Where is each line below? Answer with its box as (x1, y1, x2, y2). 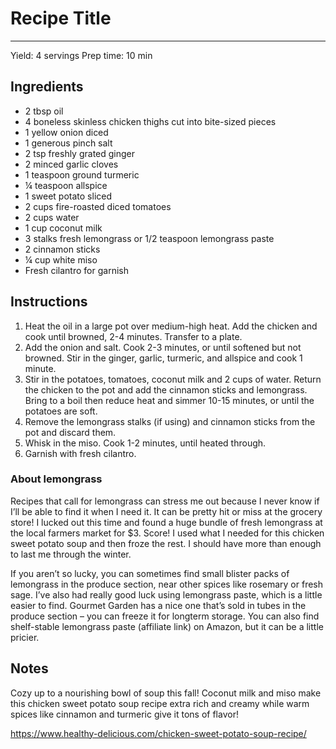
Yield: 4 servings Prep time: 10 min (10, 49, 153, 61)
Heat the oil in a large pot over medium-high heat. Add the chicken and (24, 320, 318, 332)
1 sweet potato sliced (24, 190, 113, 202)
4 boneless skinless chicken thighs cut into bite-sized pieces (24, 115, 277, 127)
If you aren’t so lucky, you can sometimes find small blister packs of (10, 567, 290, 579)
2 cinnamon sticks (24, 243, 101, 255)
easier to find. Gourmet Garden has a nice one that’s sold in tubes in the (10, 599, 307, 611)
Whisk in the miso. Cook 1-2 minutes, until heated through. (24, 437, 267, 449)
